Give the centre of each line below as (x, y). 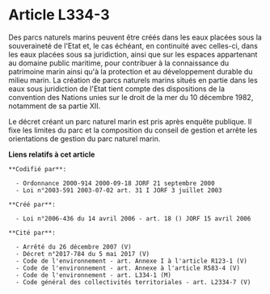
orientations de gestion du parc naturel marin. (84, 138)
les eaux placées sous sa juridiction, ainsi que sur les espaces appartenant (133, 54)
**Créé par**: (32, 204)
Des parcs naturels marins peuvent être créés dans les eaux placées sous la (135, 37)
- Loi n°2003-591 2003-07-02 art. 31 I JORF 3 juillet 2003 (119, 190)
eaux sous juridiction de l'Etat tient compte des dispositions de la (116, 88)
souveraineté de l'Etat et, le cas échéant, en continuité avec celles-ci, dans (133, 45)
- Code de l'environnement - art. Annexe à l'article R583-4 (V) (128, 268)
